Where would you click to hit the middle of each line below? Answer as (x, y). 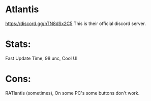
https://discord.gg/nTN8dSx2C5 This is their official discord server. (75, 23)
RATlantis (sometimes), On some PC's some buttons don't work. (72, 93)
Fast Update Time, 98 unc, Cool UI (41, 58)
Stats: (18, 44)
